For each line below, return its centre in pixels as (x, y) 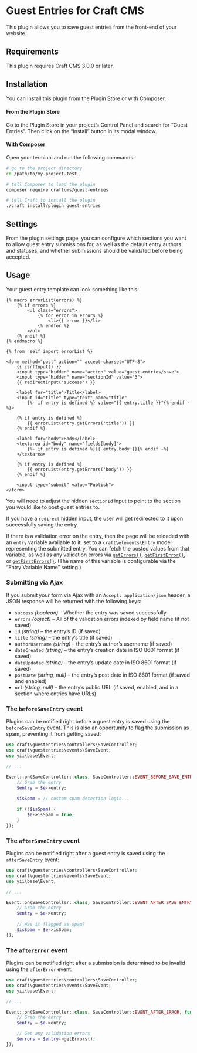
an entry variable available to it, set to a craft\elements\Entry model (89, 542)
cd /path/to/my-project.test (42, 174)
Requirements (32, 52)
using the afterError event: (39, 969)
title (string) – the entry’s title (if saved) (63, 638)
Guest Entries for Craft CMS (75, 11)
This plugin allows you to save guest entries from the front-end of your (91, 27)
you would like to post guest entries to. (53, 507)
